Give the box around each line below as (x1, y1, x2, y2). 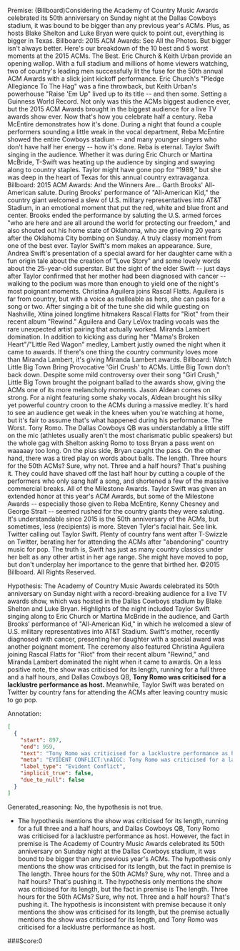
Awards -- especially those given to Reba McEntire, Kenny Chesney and (7, 499, 219, 508)
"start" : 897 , (20, 736, 62, 744)
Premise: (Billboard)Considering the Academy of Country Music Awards (7, 6, 219, 14)
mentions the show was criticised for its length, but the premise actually (17, 907, 230, 916)
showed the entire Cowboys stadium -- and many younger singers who (7, 135, 217, 144)
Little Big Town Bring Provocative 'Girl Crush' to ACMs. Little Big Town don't (7, 363, 231, 371)
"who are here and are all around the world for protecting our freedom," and (7, 219, 231, 227)
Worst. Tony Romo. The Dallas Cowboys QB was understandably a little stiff (7, 424, 230, 432)
